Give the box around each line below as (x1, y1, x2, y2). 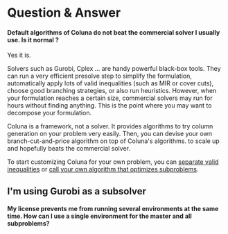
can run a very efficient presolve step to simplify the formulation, (7, 72, 192, 81)
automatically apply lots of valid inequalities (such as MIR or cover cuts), (7, 79, 214, 87)
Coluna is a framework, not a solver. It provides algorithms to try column (7, 122, 213, 131)
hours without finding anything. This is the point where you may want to (7, 101, 212, 110)
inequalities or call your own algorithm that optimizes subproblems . (7, 165, 199, 174)
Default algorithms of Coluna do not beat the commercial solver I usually (7, 28, 220, 36)
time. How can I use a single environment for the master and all (7, 212, 192, 220)
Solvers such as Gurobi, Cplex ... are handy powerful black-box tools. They (7, 65, 221, 73)
